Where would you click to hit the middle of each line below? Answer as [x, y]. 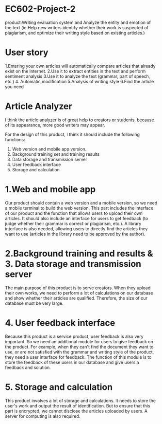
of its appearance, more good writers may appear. [55, 125]
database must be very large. [34, 303]
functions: [15, 139]
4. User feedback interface [60, 323]
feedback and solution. [28, 367]
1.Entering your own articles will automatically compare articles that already [81, 66]
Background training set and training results [56, 154]
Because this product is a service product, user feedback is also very [74, 336]
